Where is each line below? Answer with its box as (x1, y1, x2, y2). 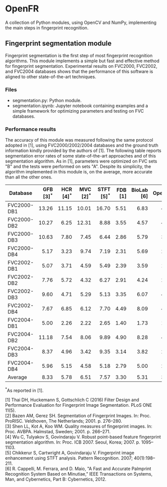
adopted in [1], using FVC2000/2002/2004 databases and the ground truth (5, 143, 159, 149)
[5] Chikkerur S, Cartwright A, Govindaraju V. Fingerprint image (5, 450, 135, 456)
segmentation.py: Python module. (12, 98, 82, 104)
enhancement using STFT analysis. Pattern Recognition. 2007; (5, 455, 133, 461)
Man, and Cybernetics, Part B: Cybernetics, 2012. (5, 477, 107, 483)
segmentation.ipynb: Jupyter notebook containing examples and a (12, 103, 148, 109)
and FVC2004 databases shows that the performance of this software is (5, 68, 153, 74)
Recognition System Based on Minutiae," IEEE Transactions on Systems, (5, 471, 153, 477)
